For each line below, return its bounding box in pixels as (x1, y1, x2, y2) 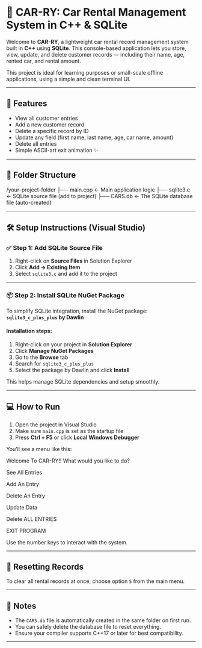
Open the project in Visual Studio (14, 421, 97, 428)
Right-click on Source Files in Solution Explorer (14, 257, 132, 264)
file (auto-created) (6, 199, 52, 206)
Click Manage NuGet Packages (14, 347, 94, 354)
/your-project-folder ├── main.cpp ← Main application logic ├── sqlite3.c (6, 186, 191, 193)
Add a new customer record (14, 120, 85, 128)
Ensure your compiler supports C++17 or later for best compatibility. (14, 629, 183, 637)
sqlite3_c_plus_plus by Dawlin (6, 313, 84, 321)
